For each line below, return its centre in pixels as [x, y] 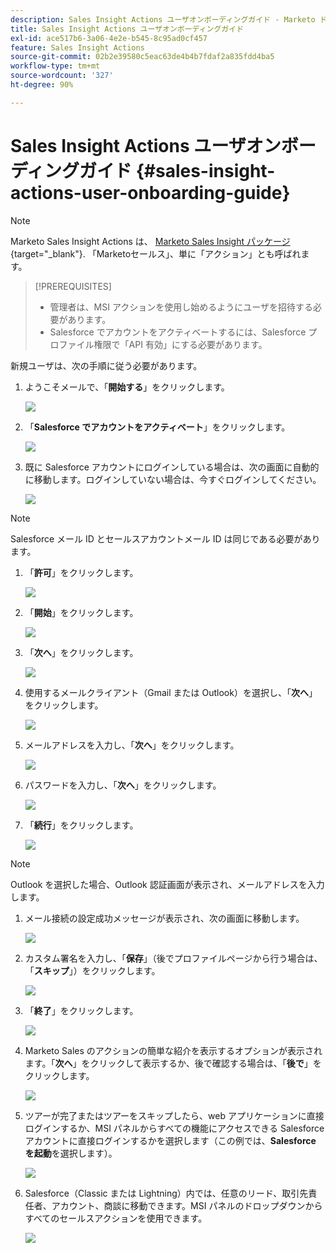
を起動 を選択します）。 [71, 1153]
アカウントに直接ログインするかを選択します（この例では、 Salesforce [170, 1140]
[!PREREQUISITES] [73, 286]
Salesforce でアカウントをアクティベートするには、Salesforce [178, 332]
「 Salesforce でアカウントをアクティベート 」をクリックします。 [157, 427]
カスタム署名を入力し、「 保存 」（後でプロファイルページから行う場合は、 [173, 958]
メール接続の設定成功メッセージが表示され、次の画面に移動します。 [164, 918]
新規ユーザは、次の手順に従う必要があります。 [106, 365]
